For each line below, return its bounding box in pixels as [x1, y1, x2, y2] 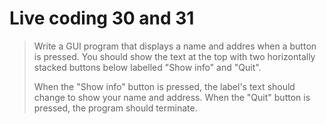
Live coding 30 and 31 [9, 7, 195, 30]
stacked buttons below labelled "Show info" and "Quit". [33, 61, 262, 73]
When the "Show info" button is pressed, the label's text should [33, 80, 296, 92]
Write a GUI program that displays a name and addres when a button [33, 40, 317, 52]
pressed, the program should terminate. [33, 102, 198, 114]
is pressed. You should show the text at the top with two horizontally [33, 50, 316, 62]
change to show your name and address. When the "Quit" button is [33, 91, 311, 103]
